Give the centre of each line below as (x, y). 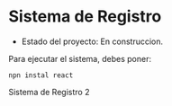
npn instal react (41, 75)
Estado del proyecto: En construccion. (92, 41)
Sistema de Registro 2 (49, 92)
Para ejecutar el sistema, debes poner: (80, 58)
